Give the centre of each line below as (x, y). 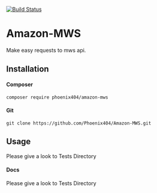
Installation (28, 69)
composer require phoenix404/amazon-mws (58, 97)
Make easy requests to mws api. (46, 50)
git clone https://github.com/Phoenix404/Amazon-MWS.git (79, 123)
